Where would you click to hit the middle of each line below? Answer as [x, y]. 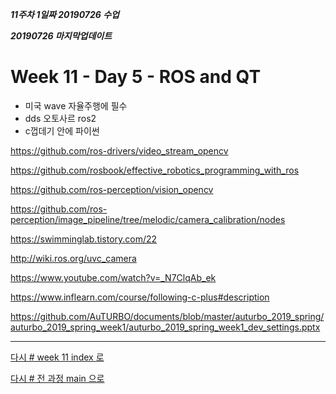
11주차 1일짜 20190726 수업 [65, 14]
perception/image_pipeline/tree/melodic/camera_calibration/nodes [148, 219]
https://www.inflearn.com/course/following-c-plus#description [140, 297]
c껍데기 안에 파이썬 [62, 130]
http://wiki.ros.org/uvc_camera [73, 258]
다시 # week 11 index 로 [57, 357]
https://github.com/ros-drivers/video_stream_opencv [119, 150]
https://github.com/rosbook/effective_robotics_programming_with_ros [155, 170]
